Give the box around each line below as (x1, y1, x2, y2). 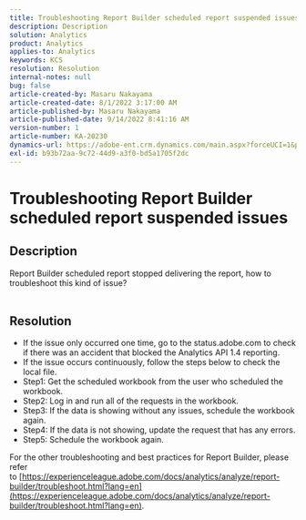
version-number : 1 (9, 124, 79, 133)
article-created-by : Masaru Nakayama (9, 89, 153, 98)
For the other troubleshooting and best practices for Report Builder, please (9, 452, 290, 463)
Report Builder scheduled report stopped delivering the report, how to (9, 268, 271, 279)
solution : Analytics (9, 30, 88, 39)
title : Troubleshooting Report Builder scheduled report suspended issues (9, 13, 300, 23)
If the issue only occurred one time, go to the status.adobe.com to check (22, 338, 297, 349)
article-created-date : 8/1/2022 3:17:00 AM (9, 97, 178, 107)
